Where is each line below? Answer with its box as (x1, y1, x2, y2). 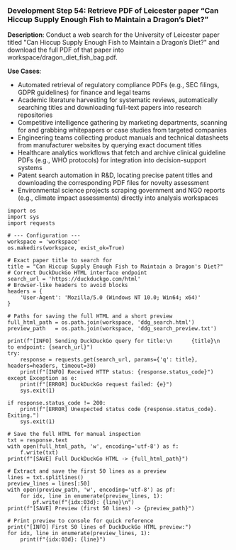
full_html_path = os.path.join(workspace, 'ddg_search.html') (7, 319, 195, 326)
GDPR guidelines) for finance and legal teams (17, 88, 151, 97)
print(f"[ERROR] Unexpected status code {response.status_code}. (20, 406, 218, 413)
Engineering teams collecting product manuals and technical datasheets (17, 133, 229, 142)
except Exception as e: (7, 375, 78, 382)
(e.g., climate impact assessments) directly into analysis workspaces (17, 193, 219, 202)
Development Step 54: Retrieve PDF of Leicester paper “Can (7, 6, 219, 16)
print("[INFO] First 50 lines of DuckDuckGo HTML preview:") (7, 524, 192, 531)
